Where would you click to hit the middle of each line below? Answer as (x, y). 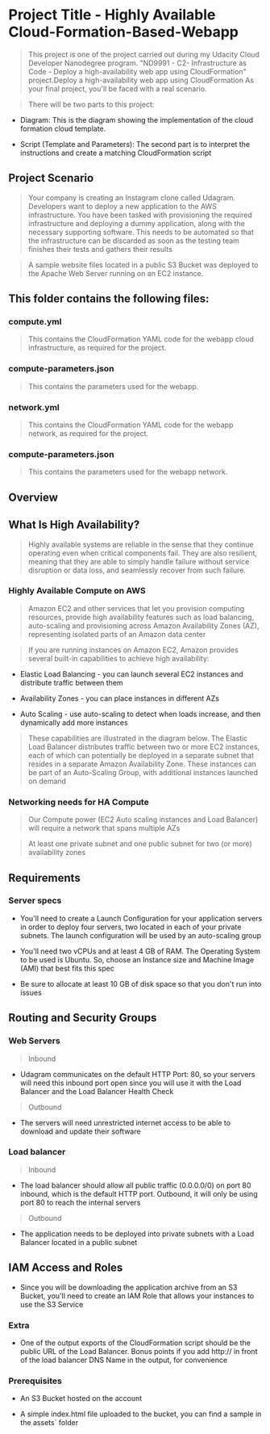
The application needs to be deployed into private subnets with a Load (137, 1234)
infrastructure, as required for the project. (97, 348)
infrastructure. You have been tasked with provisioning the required (140, 215)
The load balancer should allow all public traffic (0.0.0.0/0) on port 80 (135, 1185)
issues (31, 992)
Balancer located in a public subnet (79, 1242)
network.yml (34, 407)
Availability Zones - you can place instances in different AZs (120, 698)
